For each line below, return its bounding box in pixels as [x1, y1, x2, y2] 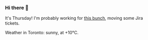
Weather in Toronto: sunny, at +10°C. [5, 30, 79, 36]
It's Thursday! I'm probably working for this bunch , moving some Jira [5, 15, 143, 21]
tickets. [5, 20, 20, 26]
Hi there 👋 [5, 4, 29, 11]
